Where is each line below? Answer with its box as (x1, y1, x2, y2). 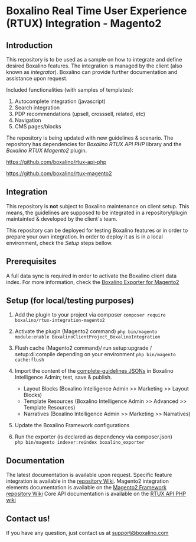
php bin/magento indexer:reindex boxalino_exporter (14, 440, 145, 446)
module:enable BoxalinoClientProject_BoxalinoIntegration (14, 334, 161, 340)
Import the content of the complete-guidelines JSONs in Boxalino (14, 367, 174, 375)
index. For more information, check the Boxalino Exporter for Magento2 (6, 278, 179, 285)
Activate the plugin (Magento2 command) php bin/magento (14, 328, 158, 335)
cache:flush (14, 357, 44, 363)
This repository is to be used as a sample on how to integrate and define (6, 56, 182, 63)
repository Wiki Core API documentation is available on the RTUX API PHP (6, 490, 187, 498)
